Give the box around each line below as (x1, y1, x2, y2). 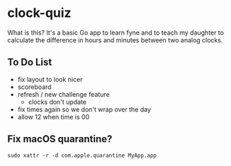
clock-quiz (7, 5, 72, 21)
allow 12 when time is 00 (17, 112, 90, 121)
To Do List (7, 57, 52, 69)
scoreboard (17, 83, 52, 91)
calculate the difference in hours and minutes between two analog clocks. (7, 35, 223, 44)
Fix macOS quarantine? (7, 133, 113, 146)
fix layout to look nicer (17, 75, 83, 83)
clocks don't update (28, 97, 87, 106)
